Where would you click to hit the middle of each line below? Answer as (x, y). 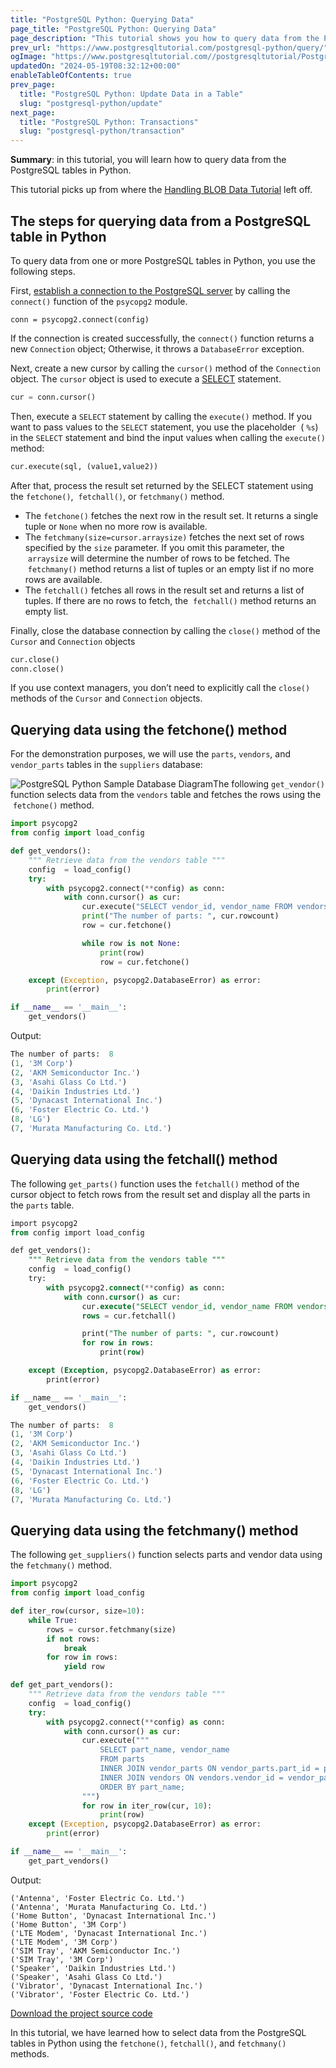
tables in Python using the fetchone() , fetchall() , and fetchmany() (148, 2043)
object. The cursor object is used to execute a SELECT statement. (146, 378)
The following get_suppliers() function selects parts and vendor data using (166, 1555)
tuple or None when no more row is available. (116, 526)
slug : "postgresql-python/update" (91, 103)
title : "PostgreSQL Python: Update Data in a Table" (131, 94)
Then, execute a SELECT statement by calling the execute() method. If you (161, 416)
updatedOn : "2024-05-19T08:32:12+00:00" (96, 66)
